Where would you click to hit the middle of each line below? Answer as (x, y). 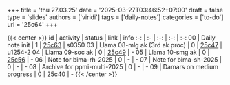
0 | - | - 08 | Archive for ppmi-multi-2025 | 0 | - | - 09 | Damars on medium (113, 67)
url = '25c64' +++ (32, 24)
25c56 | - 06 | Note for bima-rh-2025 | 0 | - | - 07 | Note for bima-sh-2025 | (115, 60)
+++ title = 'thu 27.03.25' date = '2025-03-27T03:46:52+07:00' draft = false (115, 10)
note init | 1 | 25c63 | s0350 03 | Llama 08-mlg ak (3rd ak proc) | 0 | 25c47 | (115, 45)
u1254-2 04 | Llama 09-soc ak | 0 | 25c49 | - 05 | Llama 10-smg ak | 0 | (108, 52)
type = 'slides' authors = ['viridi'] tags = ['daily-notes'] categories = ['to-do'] (115, 17)
